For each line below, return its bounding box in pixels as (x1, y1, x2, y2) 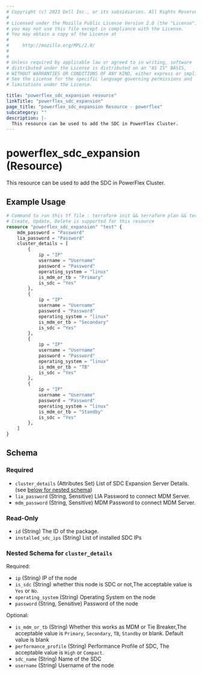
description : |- (6, 115, 47, 121)
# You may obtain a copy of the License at (6, 31, 117, 37)
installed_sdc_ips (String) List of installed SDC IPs (14, 534, 142, 541)
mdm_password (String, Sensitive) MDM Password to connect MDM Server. (14, 498, 196, 506)
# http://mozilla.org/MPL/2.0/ (6, 43, 96, 49)
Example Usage (6, 196, 66, 207)
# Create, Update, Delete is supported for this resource (6, 218, 155, 224)
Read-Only (6, 513, 39, 522)
